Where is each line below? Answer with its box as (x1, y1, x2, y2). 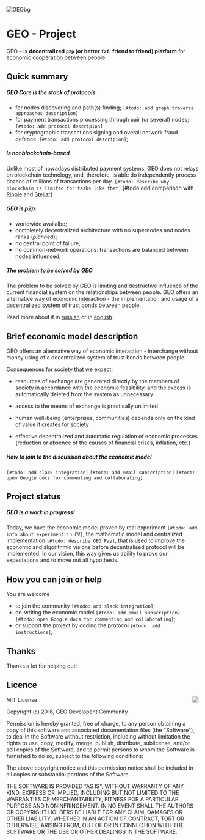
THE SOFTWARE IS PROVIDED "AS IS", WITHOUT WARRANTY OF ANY (6, 783, 184, 790)
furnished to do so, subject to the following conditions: (6, 752, 143, 759)
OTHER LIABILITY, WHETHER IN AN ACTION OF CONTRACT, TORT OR (6, 815, 184, 822)
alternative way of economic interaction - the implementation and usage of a (6, 295, 199, 303)
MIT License (6, 696, 38, 703)
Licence (6, 680, 38, 690)
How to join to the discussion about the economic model (6, 453, 152, 460)
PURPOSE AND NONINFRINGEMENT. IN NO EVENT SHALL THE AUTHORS (6, 801, 194, 809)
